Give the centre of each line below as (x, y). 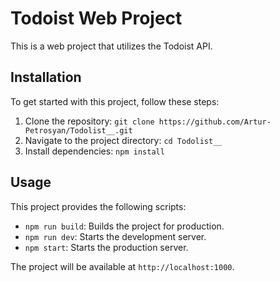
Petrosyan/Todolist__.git (78, 130)
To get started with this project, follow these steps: (115, 101)
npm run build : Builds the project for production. (124, 226)
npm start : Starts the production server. (106, 247)
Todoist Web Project (96, 18)
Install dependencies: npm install (94, 151)
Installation (46, 77)
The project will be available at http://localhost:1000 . (122, 266)
